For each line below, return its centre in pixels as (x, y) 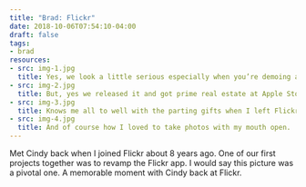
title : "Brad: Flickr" (52, 18)
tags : (20, 43)
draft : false (34, 34)
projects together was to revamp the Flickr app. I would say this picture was (152, 163)
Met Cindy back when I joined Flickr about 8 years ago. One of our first (143, 153)
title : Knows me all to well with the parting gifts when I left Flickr (158, 111)
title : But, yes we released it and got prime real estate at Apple (150, 93)
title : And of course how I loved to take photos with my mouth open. (154, 128)
